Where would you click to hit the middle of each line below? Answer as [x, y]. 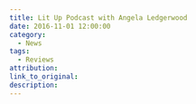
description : [34, 85]
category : [28, 34]
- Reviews [36, 60]
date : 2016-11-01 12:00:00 [60, 26]
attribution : [34, 69]
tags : [19, 52]
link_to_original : [44, 77]
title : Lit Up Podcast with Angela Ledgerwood [98, 18]
